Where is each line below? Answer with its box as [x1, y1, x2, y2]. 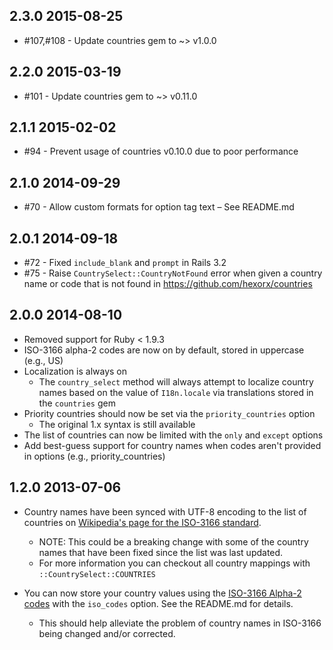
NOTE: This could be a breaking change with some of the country [38, 535, 309, 548]
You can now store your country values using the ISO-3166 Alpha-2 [23, 587, 302, 599]
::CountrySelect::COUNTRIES [38, 569, 156, 579]
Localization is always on [23, 365, 127, 377]
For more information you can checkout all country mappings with [38, 557, 311, 569]
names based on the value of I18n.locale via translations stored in [38, 386, 314, 398]
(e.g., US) [23, 354, 64, 366]
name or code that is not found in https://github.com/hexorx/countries [23, 278, 313, 290]
